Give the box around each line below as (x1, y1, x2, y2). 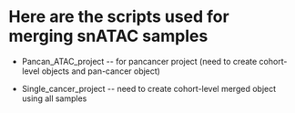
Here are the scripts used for (8, 6, 229, 27)
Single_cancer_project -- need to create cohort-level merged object (21, 83, 277, 94)
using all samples (21, 93, 87, 104)
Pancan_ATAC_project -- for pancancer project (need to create (21, 56, 258, 67)
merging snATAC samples (8, 26, 209, 46)
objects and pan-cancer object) (41, 66, 161, 77)
